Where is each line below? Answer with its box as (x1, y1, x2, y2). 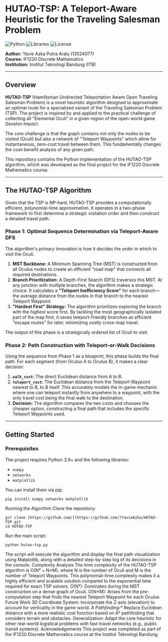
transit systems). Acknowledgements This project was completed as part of (5, 626, 161, 632)
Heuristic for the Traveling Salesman (5, 14, 160, 25)
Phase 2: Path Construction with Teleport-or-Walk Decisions (5, 342, 155, 349)
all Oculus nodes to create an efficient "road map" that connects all (12, 266, 151, 272)
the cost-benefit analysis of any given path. (5, 146, 95, 152)
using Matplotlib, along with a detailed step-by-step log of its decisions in (5, 556, 156, 563)
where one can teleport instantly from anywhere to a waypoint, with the (12, 390, 160, 396)
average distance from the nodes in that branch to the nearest (20, 292, 148, 299)
